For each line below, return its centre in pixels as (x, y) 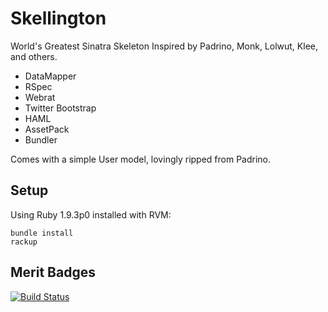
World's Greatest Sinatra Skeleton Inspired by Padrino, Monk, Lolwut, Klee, (164, 46)
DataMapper (50, 76)
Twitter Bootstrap (60, 108)
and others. (34, 56)
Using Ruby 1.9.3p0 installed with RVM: (91, 214)
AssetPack (47, 129)
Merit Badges (53, 272)
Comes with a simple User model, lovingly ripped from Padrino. (141, 159)
